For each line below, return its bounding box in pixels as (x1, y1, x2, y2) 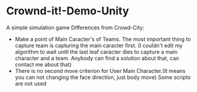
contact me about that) (14, 61, 72, 68)
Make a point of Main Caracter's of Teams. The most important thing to (14, 35, 191, 42)
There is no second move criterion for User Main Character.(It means (14, 67, 186, 74)
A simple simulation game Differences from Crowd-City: (6, 24, 145, 31)
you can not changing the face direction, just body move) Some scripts (14, 73, 191, 81)
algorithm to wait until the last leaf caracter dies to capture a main (14, 48, 178, 55)
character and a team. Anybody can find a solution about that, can (14, 54, 179, 62)
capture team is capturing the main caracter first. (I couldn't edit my (14, 42, 183, 49)
